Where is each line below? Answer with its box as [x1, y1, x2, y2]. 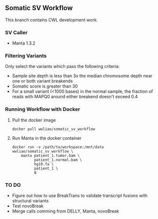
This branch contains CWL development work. [5, 17, 98, 22]
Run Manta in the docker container [12, 135, 82, 141]
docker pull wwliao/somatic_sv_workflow [12, 127, 95, 131]
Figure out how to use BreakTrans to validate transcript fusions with [12, 193, 148, 198]
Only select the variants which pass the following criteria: [5, 64, 120, 69]
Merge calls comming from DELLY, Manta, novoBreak [12, 208, 119, 214]
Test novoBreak [12, 203, 44, 209]
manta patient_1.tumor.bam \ [21, 153, 80, 158]
